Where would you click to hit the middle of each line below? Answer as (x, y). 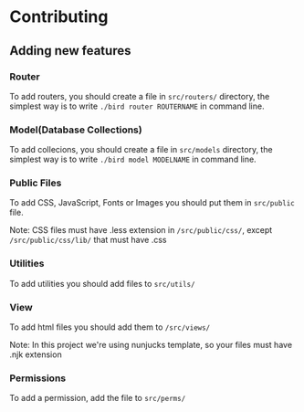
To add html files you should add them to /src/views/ (110, 327)
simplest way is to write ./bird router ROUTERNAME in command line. (137, 106)
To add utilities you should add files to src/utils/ (102, 283)
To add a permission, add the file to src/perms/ (98, 398)
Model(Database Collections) (76, 130)
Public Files (36, 183)
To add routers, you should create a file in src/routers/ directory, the (140, 96)
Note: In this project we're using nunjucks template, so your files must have (151, 345)
